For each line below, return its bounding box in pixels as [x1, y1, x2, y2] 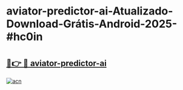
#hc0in [6, 30, 43, 43]
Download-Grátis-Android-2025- [6, 17, 178, 31]
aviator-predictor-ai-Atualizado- [6, 4, 173, 18]
